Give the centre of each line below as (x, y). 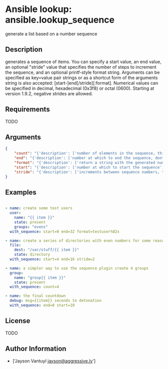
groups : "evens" (31, 227)
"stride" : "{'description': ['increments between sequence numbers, (87, 172)
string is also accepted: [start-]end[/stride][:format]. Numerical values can (82, 83)
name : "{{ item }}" (34, 218)
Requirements (27, 110)
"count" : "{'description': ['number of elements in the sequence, (85, 153)
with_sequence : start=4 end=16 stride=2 (52, 259)
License (18, 321)
